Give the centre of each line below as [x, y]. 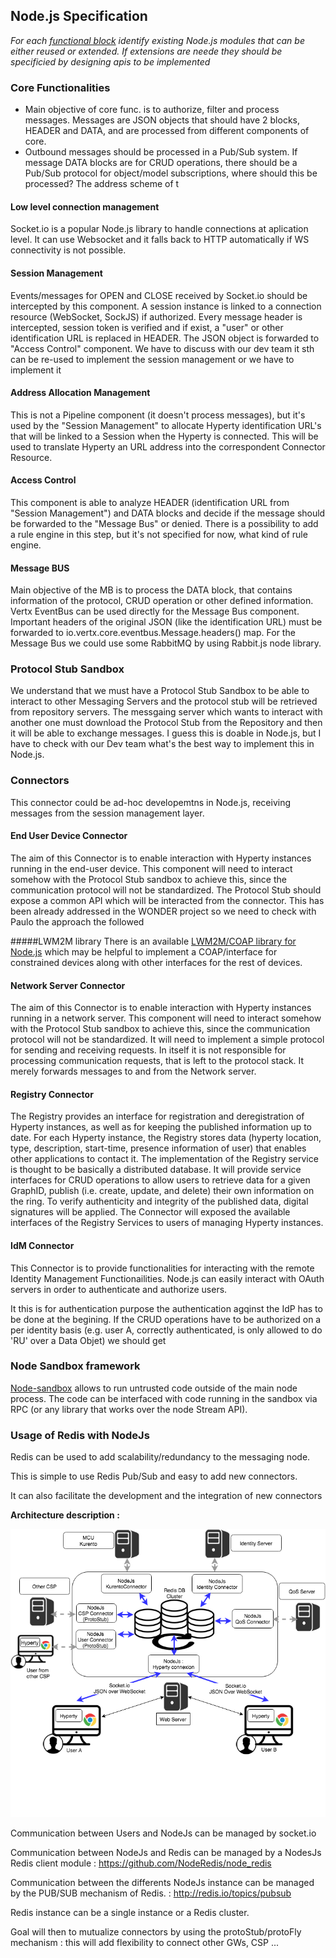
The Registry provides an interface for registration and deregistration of [157, 1116]
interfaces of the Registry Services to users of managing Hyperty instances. [167, 1223]
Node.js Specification [79, 16]
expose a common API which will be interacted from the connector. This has [167, 900]
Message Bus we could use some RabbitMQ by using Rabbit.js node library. [166, 643]
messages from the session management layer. [107, 813]
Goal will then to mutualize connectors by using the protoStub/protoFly [156, 1932]
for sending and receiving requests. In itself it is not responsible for [148, 1050]
